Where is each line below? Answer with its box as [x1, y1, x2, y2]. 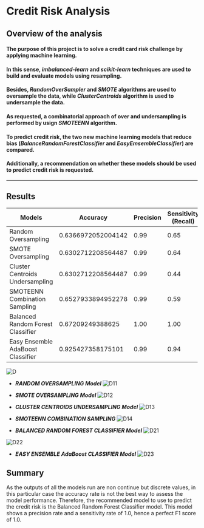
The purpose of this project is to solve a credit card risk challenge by [6, 46, 183, 53]
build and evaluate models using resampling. [6, 72, 122, 80]
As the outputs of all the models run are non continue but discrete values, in [6, 484, 196, 491]
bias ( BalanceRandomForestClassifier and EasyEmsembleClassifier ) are [6, 140, 194, 147]
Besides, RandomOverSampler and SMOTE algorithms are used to [6, 86, 177, 93]
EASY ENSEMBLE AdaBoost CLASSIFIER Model [15, 450, 137, 458]
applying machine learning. [6, 52, 77, 59]
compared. [6, 146, 35, 153]
